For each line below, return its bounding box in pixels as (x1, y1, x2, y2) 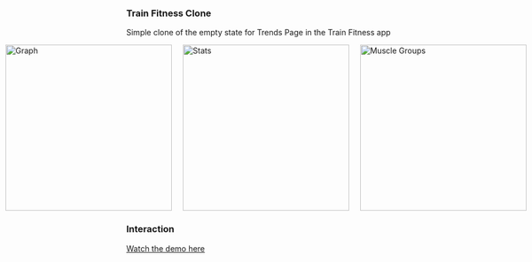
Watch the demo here (126, 243, 206, 254)
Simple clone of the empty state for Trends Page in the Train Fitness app (126, 27, 391, 38)
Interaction (126, 223, 175, 235)
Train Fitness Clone (126, 7, 212, 19)
